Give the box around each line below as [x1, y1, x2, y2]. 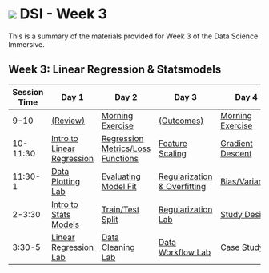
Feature [159, 137, 188, 148]
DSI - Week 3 [19, 5, 108, 23]
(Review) [51, 115, 86, 126]
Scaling [159, 148, 187, 159]
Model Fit [101, 180, 138, 192]
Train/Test [101, 204, 140, 215]
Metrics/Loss [101, 143, 151, 154]
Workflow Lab [159, 247, 211, 258]
